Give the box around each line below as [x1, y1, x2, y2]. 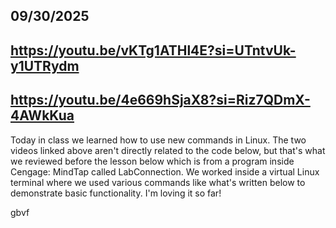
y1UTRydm [10, 57, 80, 74]
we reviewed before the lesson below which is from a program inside [10, 155, 295, 167]
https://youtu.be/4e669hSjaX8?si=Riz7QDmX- [10, 92, 311, 109]
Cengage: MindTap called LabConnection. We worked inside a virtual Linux [10, 165, 320, 178]
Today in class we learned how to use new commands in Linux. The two [10, 134, 307, 146]
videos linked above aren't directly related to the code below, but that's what [10, 144, 326, 156]
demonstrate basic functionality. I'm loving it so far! [10, 187, 222, 199]
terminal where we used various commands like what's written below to [10, 176, 306, 188]
